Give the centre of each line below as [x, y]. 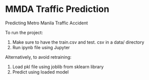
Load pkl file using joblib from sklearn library [58, 67]
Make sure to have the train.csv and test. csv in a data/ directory [78, 42]
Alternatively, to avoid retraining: [38, 57]
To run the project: [24, 32]
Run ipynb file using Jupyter [41, 47]
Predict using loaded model [40, 72]
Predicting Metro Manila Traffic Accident [47, 23]
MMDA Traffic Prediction [57, 9]
